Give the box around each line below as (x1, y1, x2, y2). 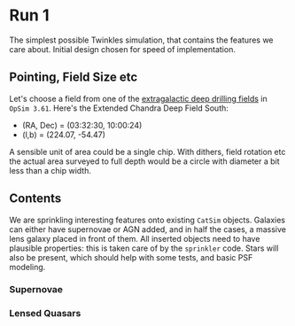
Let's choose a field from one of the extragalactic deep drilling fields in (9, 93, 268, 104)
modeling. (9, 261, 46, 272)
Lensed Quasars (9, 307, 82, 320)
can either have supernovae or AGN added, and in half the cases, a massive (9, 223, 286, 235)
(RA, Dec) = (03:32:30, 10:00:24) (21, 120, 143, 130)
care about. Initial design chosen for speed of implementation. (9, 43, 237, 54)
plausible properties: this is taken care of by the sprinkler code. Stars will (9, 243, 279, 253)
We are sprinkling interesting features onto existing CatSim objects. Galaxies (9, 214, 286, 225)
